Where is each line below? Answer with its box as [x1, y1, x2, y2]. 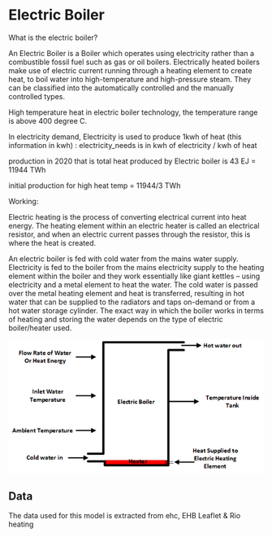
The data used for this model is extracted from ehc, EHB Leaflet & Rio [8, 511, 241, 521]
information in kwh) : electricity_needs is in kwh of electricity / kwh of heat [8, 140, 257, 150]
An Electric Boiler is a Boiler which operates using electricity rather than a [8, 48, 254, 58]
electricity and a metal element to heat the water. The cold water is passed [8, 279, 258, 290]
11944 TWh [8, 164, 46, 174]
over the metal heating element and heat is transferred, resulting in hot [8, 288, 245, 298]
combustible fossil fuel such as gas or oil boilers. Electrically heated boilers [8, 57, 260, 67]
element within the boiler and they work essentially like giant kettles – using [8, 271, 261, 281]
